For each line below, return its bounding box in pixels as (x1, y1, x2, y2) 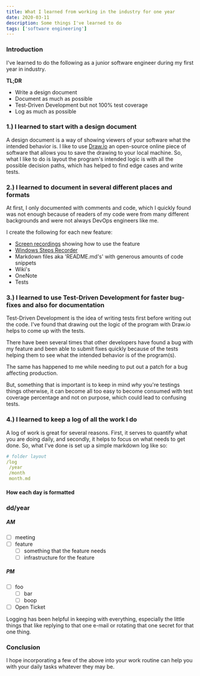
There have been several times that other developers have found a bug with (6, 339, 193, 346)
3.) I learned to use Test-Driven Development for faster (6, 293, 169, 302)
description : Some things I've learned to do (6, 20, 122, 26)
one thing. (6, 628, 31, 636)
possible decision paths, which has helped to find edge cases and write (6, 161, 183, 169)
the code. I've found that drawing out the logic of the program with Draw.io (6, 321, 190, 328)
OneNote (14, 272, 38, 280)
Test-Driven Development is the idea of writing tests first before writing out (6, 314, 192, 322)
